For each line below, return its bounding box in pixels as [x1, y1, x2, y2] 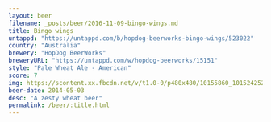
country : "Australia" [8, 42, 81, 50]
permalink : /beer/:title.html [8, 101, 110, 109]
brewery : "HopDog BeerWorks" [8, 49, 106, 57]
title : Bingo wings [8, 26, 74, 35]
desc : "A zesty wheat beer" [8, 94, 103, 102]
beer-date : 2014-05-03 [8, 86, 85, 95]
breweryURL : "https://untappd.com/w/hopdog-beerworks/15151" [8, 57, 219, 65]
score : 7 [8, 71, 38, 79]
